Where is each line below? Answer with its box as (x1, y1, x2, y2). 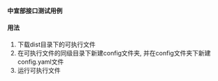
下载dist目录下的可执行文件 (17, 40, 96, 48)
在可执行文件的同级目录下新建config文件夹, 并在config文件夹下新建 (17, 48, 211, 57)
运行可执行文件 (17, 66, 61, 74)
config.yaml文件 (17, 57, 64, 66)
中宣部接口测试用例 (7, 6, 63, 15)
